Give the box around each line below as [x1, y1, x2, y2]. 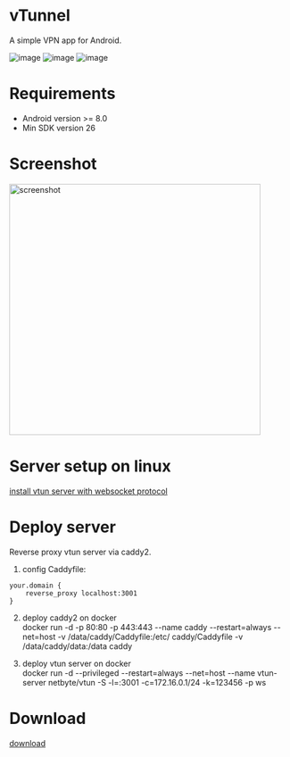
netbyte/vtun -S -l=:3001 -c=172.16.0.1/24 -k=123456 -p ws [47, 677, 267, 687]
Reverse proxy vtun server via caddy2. [9, 546, 152, 557]
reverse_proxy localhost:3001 [25, 588, 138, 598]
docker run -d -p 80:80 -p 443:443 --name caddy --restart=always [21, 621, 272, 632]
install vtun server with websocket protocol [9, 486, 168, 496]
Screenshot [9, 154, 97, 174]
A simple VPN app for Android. [9, 35, 122, 46]
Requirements [9, 84, 116, 104]
